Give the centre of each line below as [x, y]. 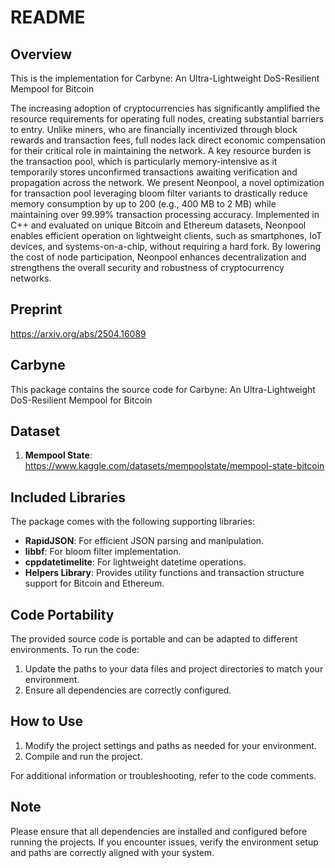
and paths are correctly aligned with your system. [112, 852]
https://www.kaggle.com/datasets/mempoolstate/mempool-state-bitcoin [174, 466]
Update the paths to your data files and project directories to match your [174, 669]
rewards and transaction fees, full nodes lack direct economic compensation [168, 140]
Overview [41, 54]
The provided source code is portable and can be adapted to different [154, 639]
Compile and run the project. [83, 756]
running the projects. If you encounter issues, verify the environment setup [164, 842]
